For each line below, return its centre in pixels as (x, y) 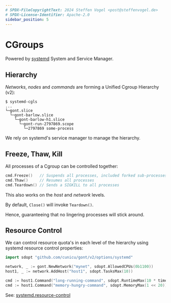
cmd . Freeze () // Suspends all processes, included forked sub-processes (86, 175)
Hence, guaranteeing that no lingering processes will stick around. (75, 214)
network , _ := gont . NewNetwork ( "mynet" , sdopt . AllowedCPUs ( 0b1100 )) (79, 267)
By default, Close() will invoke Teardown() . (50, 205)
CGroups (25, 45)
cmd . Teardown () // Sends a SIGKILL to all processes (62, 185)
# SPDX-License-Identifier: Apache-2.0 (48, 15)
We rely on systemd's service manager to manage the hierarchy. (73, 138)
